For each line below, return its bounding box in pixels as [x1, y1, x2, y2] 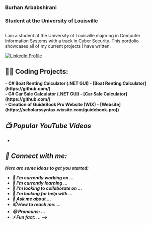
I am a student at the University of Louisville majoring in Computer [5, 33, 141, 39]
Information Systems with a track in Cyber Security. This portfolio [5, 38, 139, 44]
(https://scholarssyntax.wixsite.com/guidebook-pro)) [5, 107, 119, 113]
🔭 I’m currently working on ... [12, 174, 74, 180]
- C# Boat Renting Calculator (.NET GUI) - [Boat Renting [5, 80, 122, 86]
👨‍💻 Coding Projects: [5, 67, 69, 75]
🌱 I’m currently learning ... [12, 180, 68, 186]
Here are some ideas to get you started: [5, 165, 89, 171]
